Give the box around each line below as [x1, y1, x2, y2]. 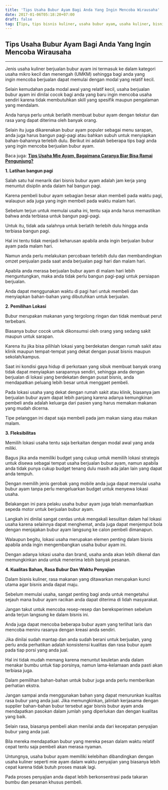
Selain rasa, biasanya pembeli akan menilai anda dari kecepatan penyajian [5, 723, 158, 729]
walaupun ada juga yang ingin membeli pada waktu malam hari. [5, 198, 136, 204]
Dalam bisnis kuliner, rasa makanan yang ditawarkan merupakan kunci [5, 576, 150, 582]
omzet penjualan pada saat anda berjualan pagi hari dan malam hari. [5, 258, 146, 264]
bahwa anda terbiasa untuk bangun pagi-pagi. [5, 213, 101, 219]
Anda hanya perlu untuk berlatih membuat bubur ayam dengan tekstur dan [5, 112, 159, 118]
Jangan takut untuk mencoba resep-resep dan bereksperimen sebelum [5, 606, 152, 612]
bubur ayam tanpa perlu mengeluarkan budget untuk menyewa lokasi [5, 486, 148, 492]
